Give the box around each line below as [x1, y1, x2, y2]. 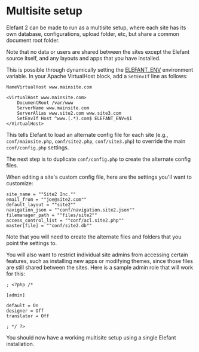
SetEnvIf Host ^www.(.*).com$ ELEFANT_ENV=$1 [17, 115, 133, 121]
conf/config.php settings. [6, 143, 69, 151]
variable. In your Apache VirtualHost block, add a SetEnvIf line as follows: [6, 72, 188, 79]
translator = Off [6, 313, 50, 319]
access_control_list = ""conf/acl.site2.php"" [6, 217, 124, 224]
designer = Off [6, 308, 44, 314]
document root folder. [6, 36, 60, 44]
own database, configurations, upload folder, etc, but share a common [6, 30, 179, 37]
